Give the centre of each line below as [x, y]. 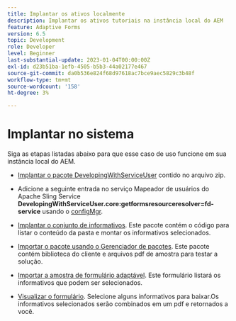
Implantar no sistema [71, 134]
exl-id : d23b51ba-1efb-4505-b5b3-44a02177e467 [77, 67]
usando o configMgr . [73, 212]
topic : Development [36, 40]
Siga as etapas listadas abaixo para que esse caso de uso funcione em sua [117, 154]
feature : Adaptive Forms [44, 27]
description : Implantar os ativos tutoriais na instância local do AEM [115, 21]
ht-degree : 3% [28, 93]
